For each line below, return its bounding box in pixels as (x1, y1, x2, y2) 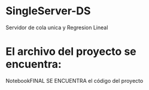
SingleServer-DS (5, 4, 91, 18)
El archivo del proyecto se (5, 45, 137, 58)
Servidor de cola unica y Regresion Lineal (5, 24, 108, 31)
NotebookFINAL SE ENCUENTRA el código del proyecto (5, 77, 144, 84)
